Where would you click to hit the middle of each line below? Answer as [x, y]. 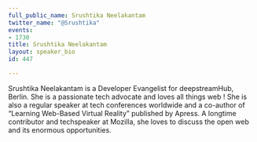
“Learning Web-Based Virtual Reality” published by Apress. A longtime [123, 113]
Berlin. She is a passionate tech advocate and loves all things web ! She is [128, 96]
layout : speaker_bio [42, 52]
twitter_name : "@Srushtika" [54, 23]
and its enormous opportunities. [60, 129]
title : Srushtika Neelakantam [58, 45]
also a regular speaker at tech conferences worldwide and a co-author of [127, 105]
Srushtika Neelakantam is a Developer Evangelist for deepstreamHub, [121, 88]
